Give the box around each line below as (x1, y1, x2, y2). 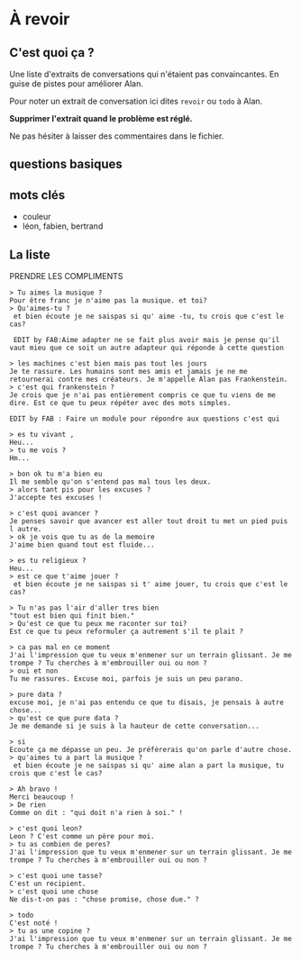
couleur (22, 212, 51, 222)
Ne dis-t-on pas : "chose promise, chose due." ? (9, 895, 200, 904)
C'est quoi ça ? (9, 45, 95, 60)
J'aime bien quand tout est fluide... (9, 540, 155, 549)
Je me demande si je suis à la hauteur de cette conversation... (9, 721, 260, 731)
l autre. (9, 525, 42, 534)
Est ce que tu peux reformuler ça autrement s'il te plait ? (9, 627, 244, 637)
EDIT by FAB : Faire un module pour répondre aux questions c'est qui (9, 414, 280, 423)
